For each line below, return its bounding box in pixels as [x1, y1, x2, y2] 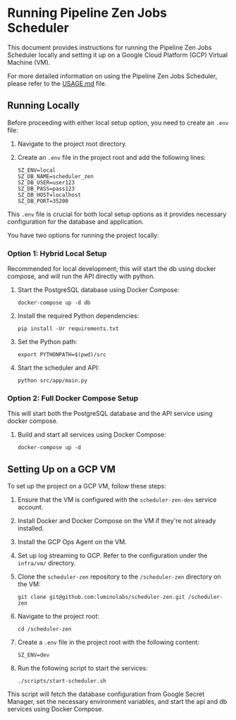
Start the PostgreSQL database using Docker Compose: [17, 286, 180, 294]
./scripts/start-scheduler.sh [17, 678, 107, 685]
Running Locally [7, 100, 80, 112]
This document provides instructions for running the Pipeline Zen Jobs [7, 43, 213, 51]
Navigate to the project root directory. [17, 139, 128, 148]
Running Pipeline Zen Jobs [7, 5, 168, 21]
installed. [17, 524, 44, 533]
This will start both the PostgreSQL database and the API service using [7, 410, 213, 418]
